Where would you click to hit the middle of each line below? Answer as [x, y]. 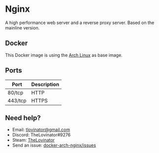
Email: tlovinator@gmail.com [41, 130]
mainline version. [22, 27]
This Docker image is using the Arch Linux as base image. [64, 55]
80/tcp [16, 93]
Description [45, 84]
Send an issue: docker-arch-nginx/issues [54, 145]
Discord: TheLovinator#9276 [41, 135]
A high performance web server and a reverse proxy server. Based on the [80, 23]
